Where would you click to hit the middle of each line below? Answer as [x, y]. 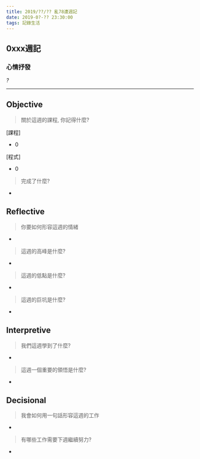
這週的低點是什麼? [43, 275]
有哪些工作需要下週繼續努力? [56, 440]
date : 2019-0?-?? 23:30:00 [40, 17]
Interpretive [29, 330]
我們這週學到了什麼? [46, 345]
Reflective [26, 212]
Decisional [26, 400]
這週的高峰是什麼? [43, 251]
